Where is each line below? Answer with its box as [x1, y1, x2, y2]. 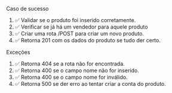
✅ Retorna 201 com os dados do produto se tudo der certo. [14, 37, 161, 44]
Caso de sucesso [6, 5, 49, 12]
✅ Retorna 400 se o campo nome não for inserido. [14, 67, 139, 74]
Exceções [6, 49, 30, 55]
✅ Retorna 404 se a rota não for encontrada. [14, 60, 125, 67]
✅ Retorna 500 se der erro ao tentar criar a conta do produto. [14, 80, 166, 87]
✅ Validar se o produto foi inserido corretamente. [14, 17, 136, 23]
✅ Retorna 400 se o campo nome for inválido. [14, 74, 128, 80]
